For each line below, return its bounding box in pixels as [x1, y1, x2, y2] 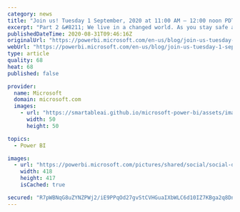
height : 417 [20, 175, 56, 182]
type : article [7, 51, 50, 58]
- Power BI [14, 142, 46, 149]
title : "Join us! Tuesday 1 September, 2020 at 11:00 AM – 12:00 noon [7, 17, 222, 24]
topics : [7, 135, 31, 142]
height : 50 [26, 122, 59, 129]
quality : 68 [7, 57, 43, 64]
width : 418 [20, 168, 53, 175]
